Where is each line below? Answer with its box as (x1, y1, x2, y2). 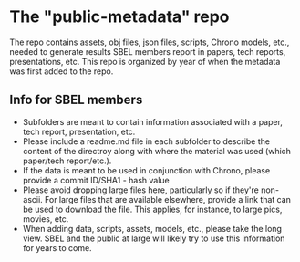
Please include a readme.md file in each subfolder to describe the (22, 135, 271, 147)
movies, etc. (22, 213, 69, 225)
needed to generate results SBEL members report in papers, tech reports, (9, 46, 286, 57)
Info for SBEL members (9, 92, 143, 108)
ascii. (22, 194, 43, 204)
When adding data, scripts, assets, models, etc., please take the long (22, 223, 283, 234)
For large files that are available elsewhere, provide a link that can (44, 194, 292, 204)
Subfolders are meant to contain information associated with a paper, (22, 116, 283, 127)
